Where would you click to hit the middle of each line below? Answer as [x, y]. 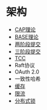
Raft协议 [25, 65]
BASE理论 [27, 36]
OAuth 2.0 [27, 72]
